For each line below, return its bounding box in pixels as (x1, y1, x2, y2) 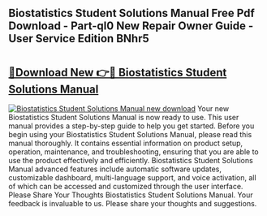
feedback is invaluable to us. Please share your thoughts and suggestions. (8, 199, 257, 208)
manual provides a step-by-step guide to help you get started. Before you (8, 121, 255, 131)
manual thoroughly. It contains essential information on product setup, (8, 138, 243, 148)
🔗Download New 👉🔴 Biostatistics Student (8, 65, 227, 80)
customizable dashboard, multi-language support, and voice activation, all (8, 173, 257, 182)
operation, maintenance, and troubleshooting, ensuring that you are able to (8, 147, 260, 157)
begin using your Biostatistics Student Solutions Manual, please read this (8, 130, 252, 139)
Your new (197, 104, 230, 113)
